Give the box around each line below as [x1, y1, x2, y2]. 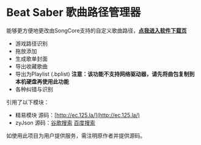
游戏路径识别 [15, 40, 48, 47]
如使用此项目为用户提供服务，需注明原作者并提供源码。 [6, 132, 145, 139]
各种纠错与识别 [15, 85, 53, 93]
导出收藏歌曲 [15, 62, 48, 70]
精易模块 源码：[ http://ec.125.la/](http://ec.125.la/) [15, 111, 141, 119]
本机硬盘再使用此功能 [15, 77, 69, 85]
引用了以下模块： [6, 98, 49, 105]
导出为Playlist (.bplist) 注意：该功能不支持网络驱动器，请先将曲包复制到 [15, 70, 195, 77]
